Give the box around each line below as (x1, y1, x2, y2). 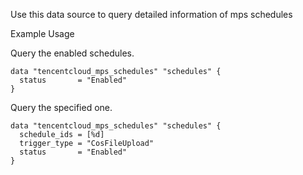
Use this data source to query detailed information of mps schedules (10, 9, 293, 20)
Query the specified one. (10, 102, 113, 113)
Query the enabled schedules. (10, 47, 135, 59)
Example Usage (10, 28, 75, 39)
